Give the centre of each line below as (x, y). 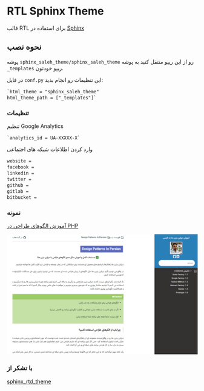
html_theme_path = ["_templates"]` (52, 98)
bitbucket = (22, 198)
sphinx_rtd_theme (29, 381)
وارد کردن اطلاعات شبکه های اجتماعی (50, 149)
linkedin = (21, 173)
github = (18, 185)
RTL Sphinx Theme (55, 11)
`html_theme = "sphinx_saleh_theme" (53, 92)
